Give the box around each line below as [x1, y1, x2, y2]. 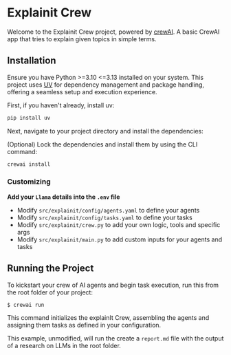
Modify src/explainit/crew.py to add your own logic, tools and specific [16, 220, 221, 228]
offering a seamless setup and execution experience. [7, 87, 157, 96]
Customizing [7, 177, 51, 186]
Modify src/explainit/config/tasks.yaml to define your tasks [16, 213, 192, 222]
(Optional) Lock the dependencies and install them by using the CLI [7, 140, 198, 149]
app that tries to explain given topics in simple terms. [7, 34, 157, 43]
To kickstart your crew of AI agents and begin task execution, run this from [7, 281, 219, 289]
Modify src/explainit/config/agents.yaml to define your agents [16, 206, 200, 214]
